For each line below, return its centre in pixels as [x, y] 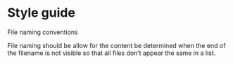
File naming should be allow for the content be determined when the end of [116, 45]
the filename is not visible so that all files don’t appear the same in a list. [112, 53]
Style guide [42, 13]
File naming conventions [43, 32]
